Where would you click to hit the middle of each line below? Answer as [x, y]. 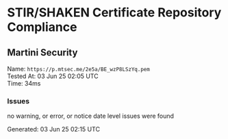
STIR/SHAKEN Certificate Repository [114, 13]
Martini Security [42, 52]
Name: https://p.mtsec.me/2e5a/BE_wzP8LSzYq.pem [79, 69]
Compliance [42, 27]
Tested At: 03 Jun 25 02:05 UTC [53, 76]
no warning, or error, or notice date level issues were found [91, 116]
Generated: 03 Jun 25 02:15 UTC [54, 129]
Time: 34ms [24, 83]
